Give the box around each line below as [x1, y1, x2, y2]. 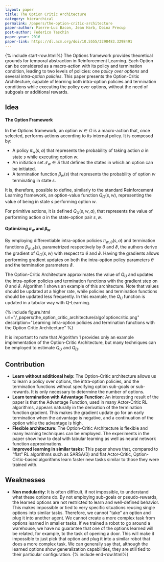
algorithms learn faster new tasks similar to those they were [38, 456, 159, 462]
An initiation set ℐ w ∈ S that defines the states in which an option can [12, 160, 153, 167]
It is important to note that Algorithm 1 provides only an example [5, 334, 134, 341]
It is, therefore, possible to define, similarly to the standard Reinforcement [5, 187, 154, 193]
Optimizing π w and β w [5, 225, 50, 233]
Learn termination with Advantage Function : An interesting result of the [12, 394, 159, 400]
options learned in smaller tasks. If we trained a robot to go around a [12, 520, 150, 526]
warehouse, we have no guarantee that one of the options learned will [12, 525, 154, 531]
